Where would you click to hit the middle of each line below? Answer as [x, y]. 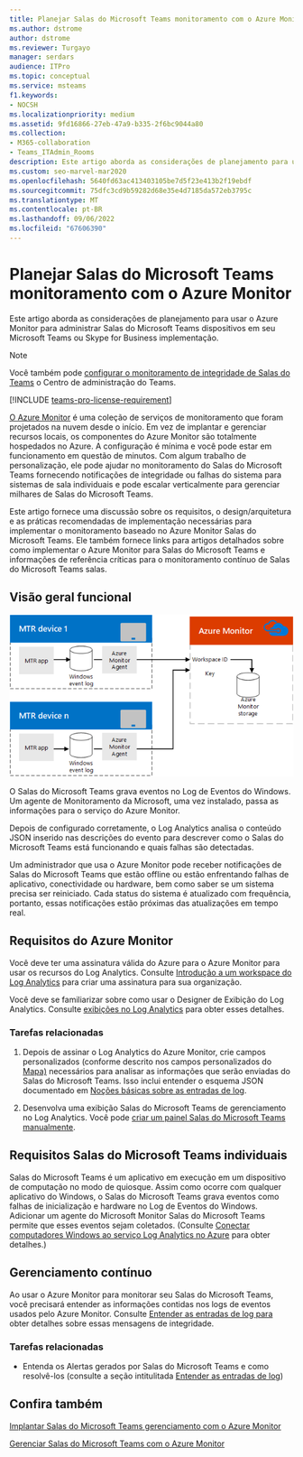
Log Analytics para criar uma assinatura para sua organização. [126, 982]
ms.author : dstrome [46, 28]
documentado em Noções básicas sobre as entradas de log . [134, 1090]
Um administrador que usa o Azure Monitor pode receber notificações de [146, 864]
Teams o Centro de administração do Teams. [93, 382]
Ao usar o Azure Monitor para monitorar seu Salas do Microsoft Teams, [142, 1295]
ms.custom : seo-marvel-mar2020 [68, 172]
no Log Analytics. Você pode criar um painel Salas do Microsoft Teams [154, 1117]
